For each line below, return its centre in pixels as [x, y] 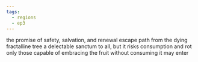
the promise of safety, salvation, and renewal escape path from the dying [97, 40]
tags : [13, 12]
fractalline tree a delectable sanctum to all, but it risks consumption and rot [99, 46]
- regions [24, 17]
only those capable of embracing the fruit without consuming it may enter [97, 53]
